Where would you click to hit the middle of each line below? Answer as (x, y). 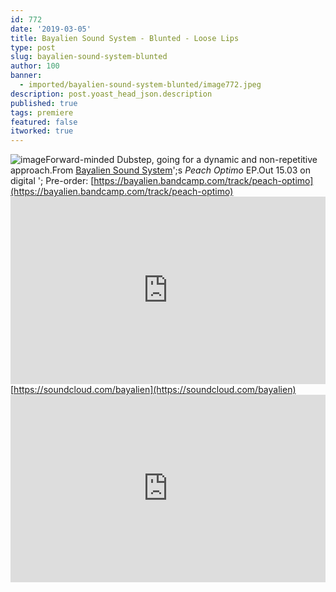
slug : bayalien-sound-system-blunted (89, 57)
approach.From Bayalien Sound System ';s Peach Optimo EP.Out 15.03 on (160, 170)
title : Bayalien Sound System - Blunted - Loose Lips (125, 38)
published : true (44, 103)
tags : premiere (42, 112)
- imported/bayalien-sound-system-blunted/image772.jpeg (140, 85)
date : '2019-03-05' (51, 29)
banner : (26, 76)
